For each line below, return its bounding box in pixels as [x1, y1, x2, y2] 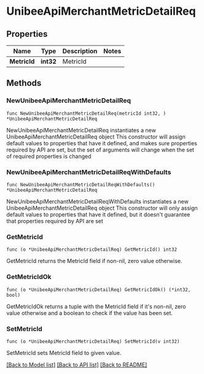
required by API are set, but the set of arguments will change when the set [6, 146, 195, 153]
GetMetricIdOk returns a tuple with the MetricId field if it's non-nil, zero [6, 302, 186, 310]
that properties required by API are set [6, 217, 103, 224]
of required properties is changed [6, 152, 92, 160]
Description [62, 47, 98, 55]
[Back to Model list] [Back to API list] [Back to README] [6, 361, 147, 368]
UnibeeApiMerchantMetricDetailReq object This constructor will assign [6, 133, 186, 140]
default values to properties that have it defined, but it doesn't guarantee [6, 210, 190, 218]
